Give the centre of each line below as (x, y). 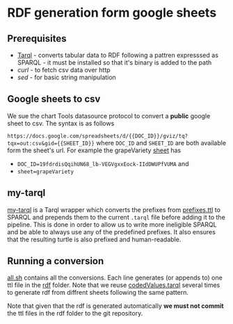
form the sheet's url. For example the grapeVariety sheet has (94, 150)
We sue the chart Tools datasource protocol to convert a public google (109, 115)
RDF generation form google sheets (112, 13)
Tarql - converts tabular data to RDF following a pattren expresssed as (118, 55)
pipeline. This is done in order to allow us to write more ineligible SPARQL (112, 225)
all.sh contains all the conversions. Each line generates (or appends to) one (115, 278)
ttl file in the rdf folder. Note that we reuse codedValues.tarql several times (114, 285)
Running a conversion (56, 261)
